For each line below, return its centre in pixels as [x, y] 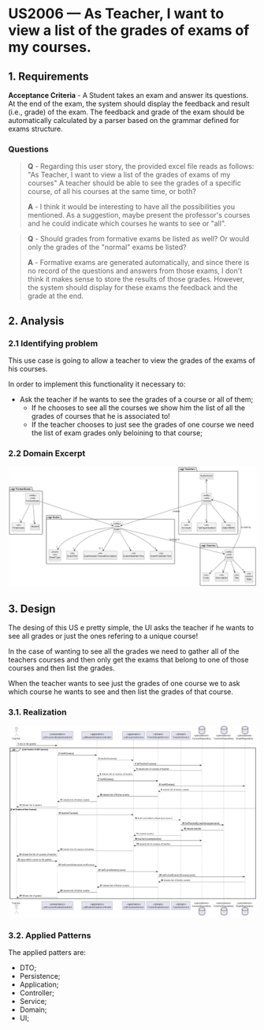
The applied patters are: [47, 953]
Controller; [37, 993]
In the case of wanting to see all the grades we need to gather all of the [124, 651]
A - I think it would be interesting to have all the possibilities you [131, 207]
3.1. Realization [37, 712]
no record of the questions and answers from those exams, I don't [135, 271]
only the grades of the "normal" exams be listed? [107, 247]
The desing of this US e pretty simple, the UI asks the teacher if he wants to [131, 628]
